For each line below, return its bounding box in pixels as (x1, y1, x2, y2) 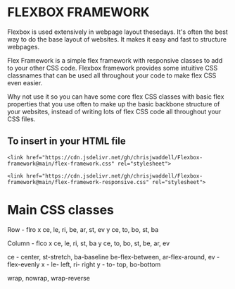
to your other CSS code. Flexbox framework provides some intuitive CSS (7, 63, 218, 72)
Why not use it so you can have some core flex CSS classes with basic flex (7, 92, 224, 101)
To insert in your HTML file (7, 135, 126, 147)
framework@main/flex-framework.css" (7, 160, 115, 167)
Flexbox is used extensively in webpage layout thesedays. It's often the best (7, 27, 229, 36)
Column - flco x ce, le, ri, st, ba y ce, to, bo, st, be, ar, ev (7, 239, 170, 247)
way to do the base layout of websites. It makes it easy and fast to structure (7, 35, 227, 43)
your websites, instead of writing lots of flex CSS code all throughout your (7, 107, 222, 116)
